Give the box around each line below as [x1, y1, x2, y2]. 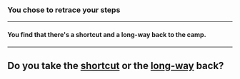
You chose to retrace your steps [7, 5, 121, 15]
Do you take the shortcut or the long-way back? [7, 59, 224, 72]
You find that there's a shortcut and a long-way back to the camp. [7, 30, 206, 38]
